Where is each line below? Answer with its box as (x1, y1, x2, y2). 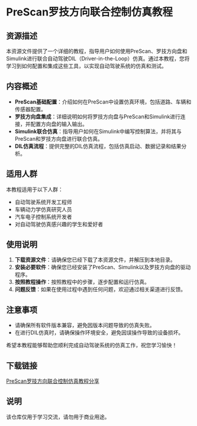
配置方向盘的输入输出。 (30, 120, 88, 127)
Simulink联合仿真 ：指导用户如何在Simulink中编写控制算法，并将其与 (14, 128, 182, 135)
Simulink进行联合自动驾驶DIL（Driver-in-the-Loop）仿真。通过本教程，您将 (6, 55, 190, 62)
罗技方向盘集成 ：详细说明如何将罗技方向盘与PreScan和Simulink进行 (14, 113, 180, 120)
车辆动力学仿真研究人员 (14, 205, 72, 213)
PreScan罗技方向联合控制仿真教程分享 (6, 377, 99, 385)
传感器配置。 (14, 105, 46, 112)
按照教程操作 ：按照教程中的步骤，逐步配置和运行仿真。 (14, 279, 150, 286)
